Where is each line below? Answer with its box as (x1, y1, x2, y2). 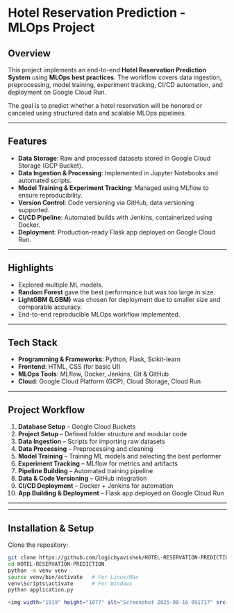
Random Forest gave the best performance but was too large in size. (17, 287, 216, 296)
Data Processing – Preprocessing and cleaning (17, 445, 153, 453)
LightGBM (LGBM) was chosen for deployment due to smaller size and (17, 295, 221, 303)
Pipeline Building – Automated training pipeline (17, 467, 153, 475)
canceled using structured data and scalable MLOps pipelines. (8, 109, 187, 117)
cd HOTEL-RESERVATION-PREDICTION (8, 560, 105, 568)
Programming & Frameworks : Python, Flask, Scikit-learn (17, 355, 181, 363)
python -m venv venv (8, 567, 68, 574)
